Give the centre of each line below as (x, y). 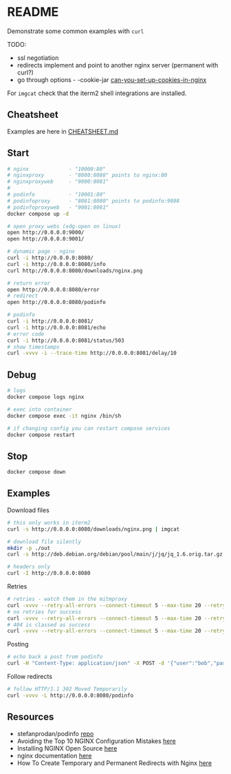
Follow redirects (30, 676)
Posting (18, 644)
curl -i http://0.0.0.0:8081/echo (57, 327)
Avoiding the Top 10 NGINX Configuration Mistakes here (97, 741)
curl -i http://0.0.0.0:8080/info (57, 264)
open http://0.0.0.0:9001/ (46, 239)
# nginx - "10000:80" (57, 169)
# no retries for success (44, 612)
